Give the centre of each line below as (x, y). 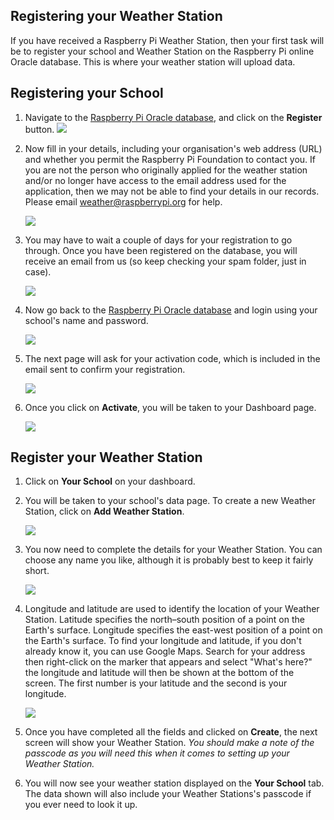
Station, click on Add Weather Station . (104, 511)
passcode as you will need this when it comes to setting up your (157, 753)
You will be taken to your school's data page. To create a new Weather (170, 501)
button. (39, 129)
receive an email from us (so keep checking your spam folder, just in (165, 261)
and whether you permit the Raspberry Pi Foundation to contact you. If (170, 159)
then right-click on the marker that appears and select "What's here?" (168, 662)
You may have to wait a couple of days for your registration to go (158, 240)
